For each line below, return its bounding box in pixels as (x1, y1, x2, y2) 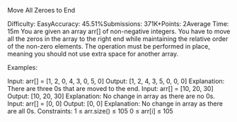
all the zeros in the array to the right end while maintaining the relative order (7, 35, 229, 43)
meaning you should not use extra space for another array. (7, 49, 179, 58)
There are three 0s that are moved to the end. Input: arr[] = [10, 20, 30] (7, 85, 214, 92)
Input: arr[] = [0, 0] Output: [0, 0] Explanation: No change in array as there (7, 99, 223, 108)
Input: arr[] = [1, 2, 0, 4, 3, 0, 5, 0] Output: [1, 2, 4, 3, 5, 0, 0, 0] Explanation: (7, 77, 225, 85)
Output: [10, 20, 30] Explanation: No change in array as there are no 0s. (7, 92, 216, 100)
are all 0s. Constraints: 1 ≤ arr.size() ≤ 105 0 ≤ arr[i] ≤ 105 (7, 107, 173, 115)
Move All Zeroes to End (7, 6, 76, 14)
